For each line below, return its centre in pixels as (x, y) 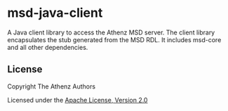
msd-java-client (55, 13)
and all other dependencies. (48, 47)
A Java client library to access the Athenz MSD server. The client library (111, 32)
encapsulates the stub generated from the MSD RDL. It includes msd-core (114, 39)
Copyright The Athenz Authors (52, 86)
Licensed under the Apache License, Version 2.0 (78, 100)
